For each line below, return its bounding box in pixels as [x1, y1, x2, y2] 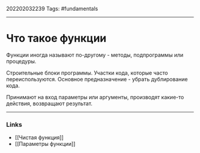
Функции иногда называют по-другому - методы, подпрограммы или [6, 51, 183, 59]
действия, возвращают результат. [6, 100, 93, 107]
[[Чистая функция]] [14, 134, 64, 141]
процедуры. [6, 57, 37, 65]
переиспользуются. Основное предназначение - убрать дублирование [6, 75, 188, 82]
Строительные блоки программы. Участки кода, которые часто [6, 69, 168, 76]
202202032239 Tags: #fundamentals [6, 5, 98, 12]
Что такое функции [6, 32, 107, 45]
